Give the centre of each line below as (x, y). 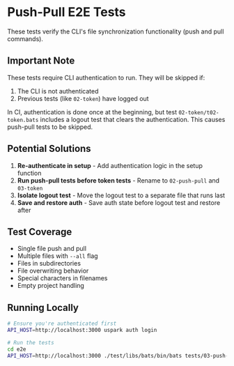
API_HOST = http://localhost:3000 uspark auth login (82, 330)
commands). (25, 38)
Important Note (41, 61)
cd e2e (17, 349)
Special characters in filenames (62, 278)
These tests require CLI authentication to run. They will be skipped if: (106, 77)
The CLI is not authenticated (58, 91)
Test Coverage (40, 232)
